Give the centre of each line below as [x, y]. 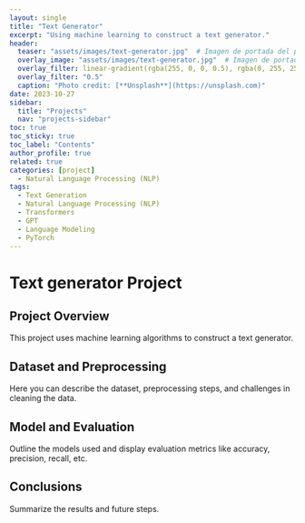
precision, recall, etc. [49, 458]
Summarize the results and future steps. [84, 508]
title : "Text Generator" [56, 26]
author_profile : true [50, 153]
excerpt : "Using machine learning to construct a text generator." [140, 35]
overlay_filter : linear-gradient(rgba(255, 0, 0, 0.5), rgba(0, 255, [152, 69]
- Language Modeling [56, 229]
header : [24, 43]
